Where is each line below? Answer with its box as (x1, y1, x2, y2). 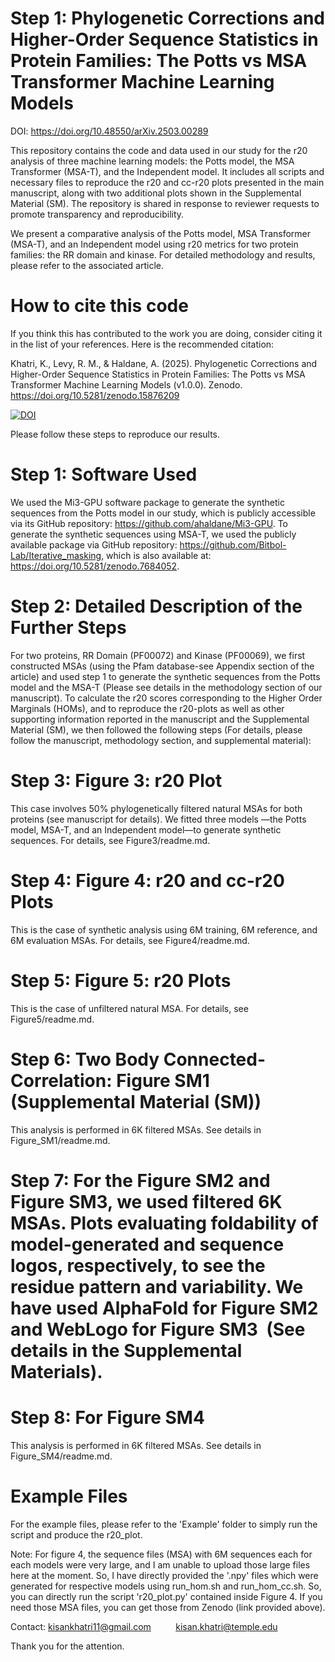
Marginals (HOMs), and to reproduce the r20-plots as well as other (10, 702, 285, 714)
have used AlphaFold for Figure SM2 (10, 1297, 319, 1319)
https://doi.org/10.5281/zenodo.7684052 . (10, 560, 180, 572)
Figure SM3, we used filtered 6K (10, 1190, 283, 1213)
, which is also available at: (101, 549, 212, 561)
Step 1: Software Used (10, 463, 198, 486)
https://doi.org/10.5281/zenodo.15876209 (10, 389, 180, 401)
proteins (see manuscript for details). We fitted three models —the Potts (10, 813, 307, 825)
